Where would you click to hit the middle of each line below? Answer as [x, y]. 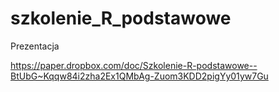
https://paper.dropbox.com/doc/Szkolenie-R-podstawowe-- [134, 65]
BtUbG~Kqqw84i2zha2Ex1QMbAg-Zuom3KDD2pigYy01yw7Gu [139, 76]
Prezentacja [35, 46]
